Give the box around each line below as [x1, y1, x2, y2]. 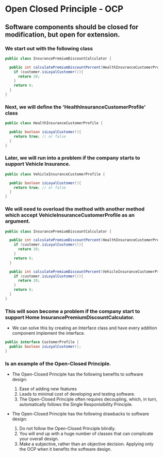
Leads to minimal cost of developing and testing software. [19, 391, 135, 397]
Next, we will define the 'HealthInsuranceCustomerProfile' [5, 103, 146, 110]
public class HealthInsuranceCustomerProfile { [5, 121, 103, 126]
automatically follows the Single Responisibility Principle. [19, 401, 133, 407]
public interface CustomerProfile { [5, 340, 79, 344]
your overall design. [19, 436, 59, 441]
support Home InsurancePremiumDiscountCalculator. [5, 314, 135, 321]
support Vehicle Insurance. [5, 161, 71, 168]
